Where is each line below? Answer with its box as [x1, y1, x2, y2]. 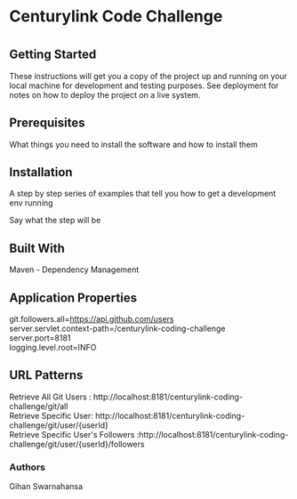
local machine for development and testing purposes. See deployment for [9, 80, 279, 91]
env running [9, 197, 53, 208]
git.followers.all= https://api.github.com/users [9, 314, 174, 325]
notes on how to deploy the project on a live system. [9, 89, 201, 100]
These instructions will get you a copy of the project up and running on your [9, 70, 287, 81]
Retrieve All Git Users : [9, 391, 92, 402]
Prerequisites [9, 116, 85, 131]
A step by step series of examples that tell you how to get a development [9, 189, 277, 199]
